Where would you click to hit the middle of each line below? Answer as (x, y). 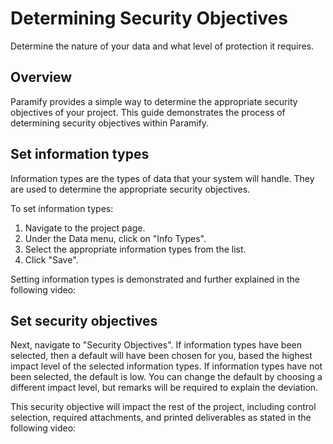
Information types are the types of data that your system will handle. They (162, 178)
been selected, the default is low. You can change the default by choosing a (166, 377)
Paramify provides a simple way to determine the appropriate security (154, 101)
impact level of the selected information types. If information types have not (166, 366)
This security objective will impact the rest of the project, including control (163, 407)
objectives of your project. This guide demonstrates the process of (148, 112)
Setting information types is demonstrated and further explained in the (155, 279)
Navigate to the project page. (85, 228)
